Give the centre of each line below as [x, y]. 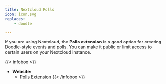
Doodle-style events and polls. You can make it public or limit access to [79, 47]
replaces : [15, 19]
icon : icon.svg [21, 14]
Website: [22, 72]
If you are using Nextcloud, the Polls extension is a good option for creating [83, 42]
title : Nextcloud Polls [30, 10]
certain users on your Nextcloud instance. [48, 52]
